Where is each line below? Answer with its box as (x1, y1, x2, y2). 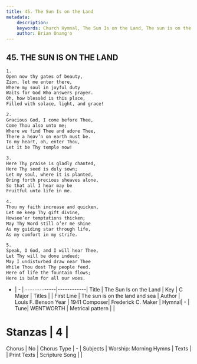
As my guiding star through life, (6, 226, 91, 232)
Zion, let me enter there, (6, 79, 73, 85)
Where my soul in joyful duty (6, 84, 81, 90)
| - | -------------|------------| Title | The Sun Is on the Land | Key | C (14, 286, 183, 293)
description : (17, 19, 49, 25)
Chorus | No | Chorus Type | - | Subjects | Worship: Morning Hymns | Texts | (6, 345, 192, 352)
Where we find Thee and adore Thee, (6, 128, 96, 134)
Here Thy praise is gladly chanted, (6, 160, 96, 167)
